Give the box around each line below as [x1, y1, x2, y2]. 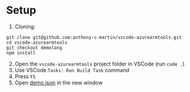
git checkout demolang [6, 45, 62, 51]
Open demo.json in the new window [14, 79, 103, 86]
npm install [6, 50, 36, 56]
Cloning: [14, 23, 36, 30]
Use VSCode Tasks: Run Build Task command [14, 66, 129, 74]
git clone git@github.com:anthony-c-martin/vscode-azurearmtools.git [6, 34, 182, 40]
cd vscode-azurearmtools [6, 40, 68, 45]
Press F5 [14, 73, 36, 80]
